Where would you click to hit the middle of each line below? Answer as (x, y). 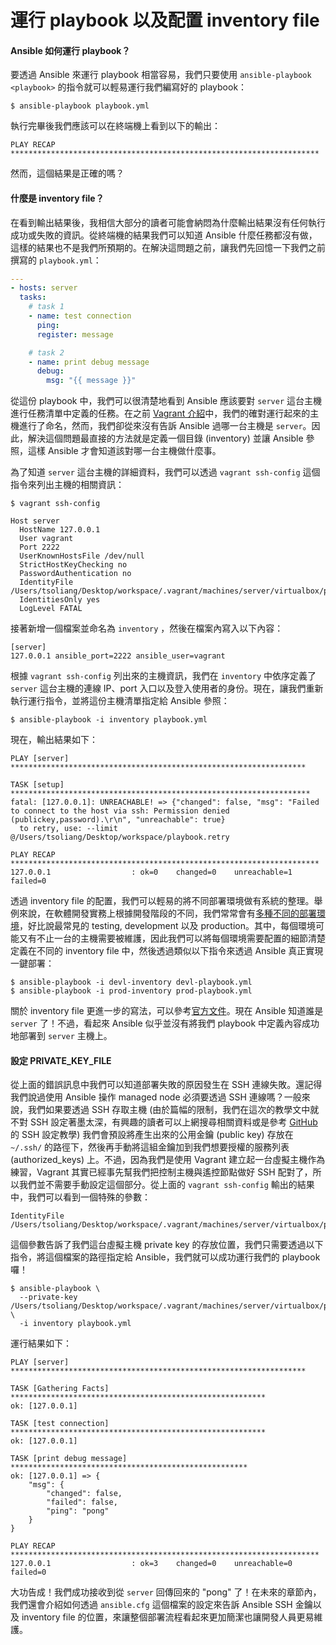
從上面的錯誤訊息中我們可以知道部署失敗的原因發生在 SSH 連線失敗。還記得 (166, 1085)
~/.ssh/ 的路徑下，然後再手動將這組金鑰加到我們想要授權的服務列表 (150, 1147)
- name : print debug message (89, 362)
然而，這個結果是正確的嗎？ (67, 173)
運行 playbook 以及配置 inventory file (165, 20)
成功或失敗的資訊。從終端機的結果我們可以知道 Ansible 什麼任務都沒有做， (164, 235)
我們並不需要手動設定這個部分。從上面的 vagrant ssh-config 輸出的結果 (166, 1185)
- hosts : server (44, 288)
